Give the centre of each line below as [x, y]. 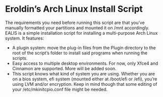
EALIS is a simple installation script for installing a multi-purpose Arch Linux [81, 33]
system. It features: [25, 38]
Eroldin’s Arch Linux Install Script [74, 9]
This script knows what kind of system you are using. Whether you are [83, 73]
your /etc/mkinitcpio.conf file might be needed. [60, 89]
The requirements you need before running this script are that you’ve [75, 23]
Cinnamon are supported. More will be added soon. [64, 68]
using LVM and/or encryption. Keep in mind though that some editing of [85, 84]
